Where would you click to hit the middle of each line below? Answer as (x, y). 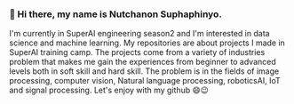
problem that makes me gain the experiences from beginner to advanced (143, 62)
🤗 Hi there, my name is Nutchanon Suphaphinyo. (115, 14)
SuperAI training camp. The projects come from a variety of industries (137, 52)
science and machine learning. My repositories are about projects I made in (147, 43)
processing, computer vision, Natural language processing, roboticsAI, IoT (145, 81)
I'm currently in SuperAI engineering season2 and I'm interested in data (139, 34)
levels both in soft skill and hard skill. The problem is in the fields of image (144, 71)
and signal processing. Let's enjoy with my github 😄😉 (109, 90)
